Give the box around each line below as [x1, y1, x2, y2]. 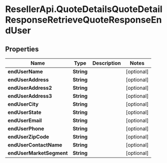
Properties [5, 45, 39, 53]
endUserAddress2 [7, 84, 52, 91]
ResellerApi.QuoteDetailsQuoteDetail [5, 4, 162, 15]
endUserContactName [7, 141, 62, 148]
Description [92, 60, 121, 66]
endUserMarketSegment [7, 149, 68, 156]
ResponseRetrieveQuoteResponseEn [5, 14, 162, 26]
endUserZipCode [7, 133, 49, 140]
